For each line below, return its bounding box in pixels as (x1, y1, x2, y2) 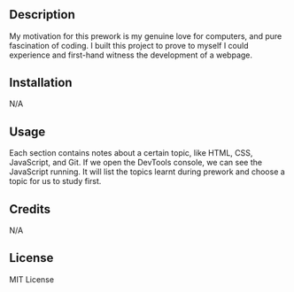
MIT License (9, 273, 55, 285)
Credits (9, 202, 51, 217)
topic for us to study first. (9, 176, 102, 187)
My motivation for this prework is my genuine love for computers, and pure (9, 30, 282, 42)
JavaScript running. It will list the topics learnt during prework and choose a (9, 166, 285, 177)
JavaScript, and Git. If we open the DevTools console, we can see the (9, 158, 263, 168)
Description (9, 7, 75, 22)
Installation (9, 75, 73, 90)
